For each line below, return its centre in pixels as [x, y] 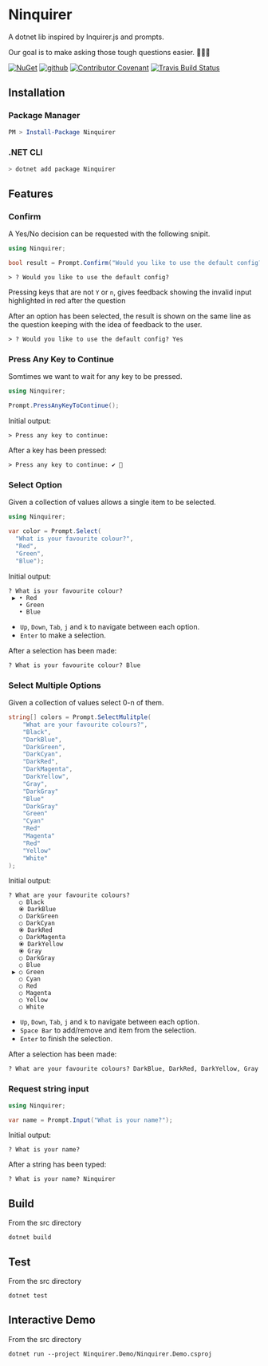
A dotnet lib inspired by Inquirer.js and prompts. [87, 37]
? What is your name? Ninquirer [62, 1179]
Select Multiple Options [55, 685]
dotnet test [28, 1296]
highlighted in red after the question [67, 301]
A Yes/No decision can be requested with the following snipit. [109, 234]
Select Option [35, 485]
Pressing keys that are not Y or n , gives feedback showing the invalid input [130, 292]
